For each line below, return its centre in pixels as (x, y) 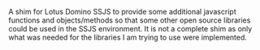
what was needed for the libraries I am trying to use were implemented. (128, 37)
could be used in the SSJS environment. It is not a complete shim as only (130, 29)
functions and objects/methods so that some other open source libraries (130, 20)
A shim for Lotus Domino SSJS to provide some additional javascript (123, 12)
